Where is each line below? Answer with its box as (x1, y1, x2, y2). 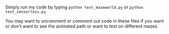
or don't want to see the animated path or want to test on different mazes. (5, 23, 159, 29)
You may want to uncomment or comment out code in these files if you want (5, 18, 164, 24)
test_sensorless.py (5, 9, 46, 14)
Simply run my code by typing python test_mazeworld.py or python (5, 4, 144, 10)
